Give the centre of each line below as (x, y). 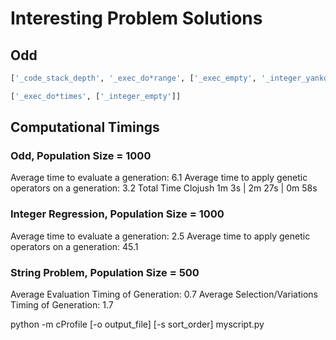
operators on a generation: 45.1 (74, 246)
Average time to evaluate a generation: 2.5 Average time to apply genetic (160, 236)
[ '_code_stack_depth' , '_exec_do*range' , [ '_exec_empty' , (133, 78)
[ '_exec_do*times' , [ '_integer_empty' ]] (96, 96)
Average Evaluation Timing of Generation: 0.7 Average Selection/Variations (164, 294)
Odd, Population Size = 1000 (81, 156)
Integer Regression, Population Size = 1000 (117, 214)
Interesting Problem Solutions (136, 18)
